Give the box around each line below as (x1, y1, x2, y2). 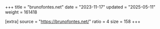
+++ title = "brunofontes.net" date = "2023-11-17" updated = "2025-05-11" (5, 4, 156, 10)
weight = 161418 (5, 9, 38, 15)
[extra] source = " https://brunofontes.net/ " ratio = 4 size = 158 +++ (5, 19, 141, 24)
